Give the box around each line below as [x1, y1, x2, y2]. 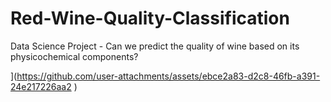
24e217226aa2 [10, 80, 72, 92]
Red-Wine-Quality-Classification [10, 7, 290, 30]
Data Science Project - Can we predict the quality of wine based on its [10, 40, 300, 52]
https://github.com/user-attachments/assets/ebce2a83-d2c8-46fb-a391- [16, 70, 321, 82]
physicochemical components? [10, 50, 139, 62]
